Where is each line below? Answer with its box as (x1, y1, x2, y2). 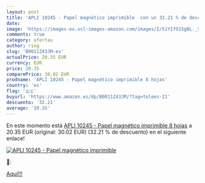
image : (6, 26, 23, 32)
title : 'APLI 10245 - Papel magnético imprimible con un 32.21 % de (6, 15, 187, 21)
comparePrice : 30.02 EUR (6, 71, 70, 77)
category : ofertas (6, 37, 53, 43)
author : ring (6, 43, 40, 49)
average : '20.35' (6, 105, 51, 111)
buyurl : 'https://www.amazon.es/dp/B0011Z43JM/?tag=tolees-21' (6, 94, 171, 100)
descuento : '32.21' (6, 99, 56, 105)
